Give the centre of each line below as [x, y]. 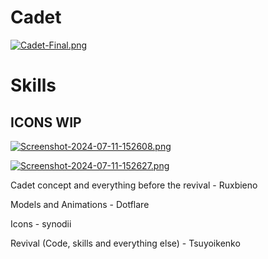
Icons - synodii [41, 223]
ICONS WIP [46, 122]
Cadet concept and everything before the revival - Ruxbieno [134, 185]
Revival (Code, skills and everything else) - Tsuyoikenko [125, 243]
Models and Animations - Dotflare [80, 204]
